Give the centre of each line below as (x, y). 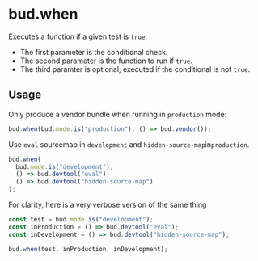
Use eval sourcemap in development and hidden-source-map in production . (129, 144)
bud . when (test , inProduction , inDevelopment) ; (88, 249)
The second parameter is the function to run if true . (106, 61)
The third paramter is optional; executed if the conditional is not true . (135, 69)
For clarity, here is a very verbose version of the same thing (108, 204)
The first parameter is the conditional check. (94, 52)
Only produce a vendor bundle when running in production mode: (118, 114)
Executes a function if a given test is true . (78, 36)
